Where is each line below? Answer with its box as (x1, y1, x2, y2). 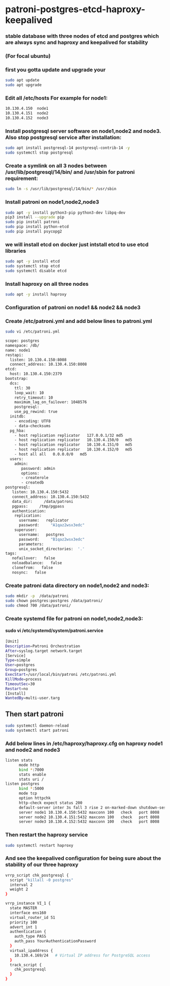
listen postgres (5, 782, 39, 787)
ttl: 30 (14, 385, 30, 391)
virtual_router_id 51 (10, 915, 56, 920)
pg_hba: (10, 428, 26, 433)
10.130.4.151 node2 (5, 111, 49, 116)
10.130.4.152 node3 (5, 115, 49, 121)
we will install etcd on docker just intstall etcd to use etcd (5, 241, 149, 248)
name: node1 (5, 347, 30, 353)
